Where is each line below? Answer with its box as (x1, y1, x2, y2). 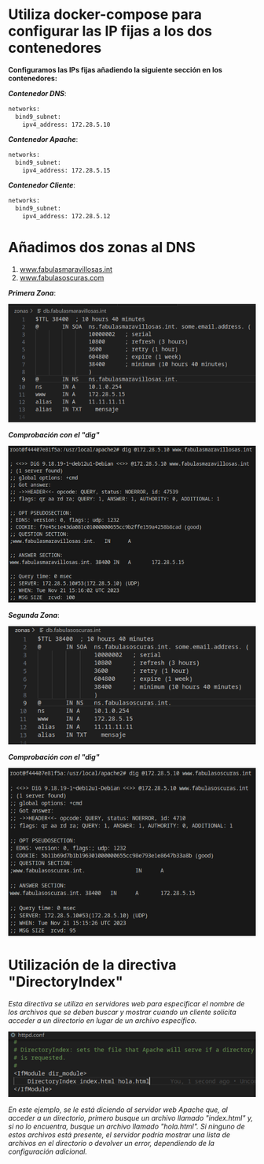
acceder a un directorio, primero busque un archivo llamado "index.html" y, (8, 1114, 254, 1122)
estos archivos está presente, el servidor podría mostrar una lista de (8, 1130, 230, 1140)
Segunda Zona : (8, 611, 60, 620)
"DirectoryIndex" (8, 972, 123, 991)
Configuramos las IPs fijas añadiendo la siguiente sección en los (8, 65, 222, 74)
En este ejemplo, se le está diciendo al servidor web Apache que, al (8, 1105, 228, 1114)
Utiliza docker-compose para (8, 6, 202, 24)
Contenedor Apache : (8, 134, 79, 143)
